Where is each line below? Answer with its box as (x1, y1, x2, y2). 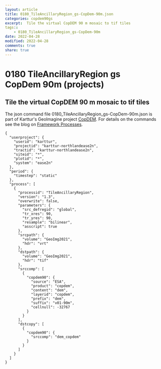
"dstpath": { (17, 249, 44, 255)
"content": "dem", (30, 288, 68, 292)
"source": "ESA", (30, 279, 66, 284)
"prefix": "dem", (30, 296, 66, 301)
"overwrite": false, (17, 198, 59, 204)
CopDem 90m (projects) (5, 79, 104, 90)
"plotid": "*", (14, 156, 44, 161)
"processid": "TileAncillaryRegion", (17, 190, 94, 195)
